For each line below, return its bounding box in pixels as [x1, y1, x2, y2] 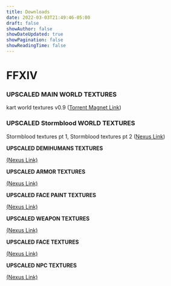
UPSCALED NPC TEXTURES [6, 261, 77, 269]
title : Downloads [6, 8, 50, 15]
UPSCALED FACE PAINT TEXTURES [6, 191, 97, 198]
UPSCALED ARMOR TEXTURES [6, 167, 86, 175]
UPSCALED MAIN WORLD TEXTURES [6, 90, 117, 99]
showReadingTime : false [6, 43, 66, 49]
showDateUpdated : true [6, 31, 63, 37]
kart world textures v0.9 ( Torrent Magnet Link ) [6, 104, 122, 111]
